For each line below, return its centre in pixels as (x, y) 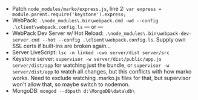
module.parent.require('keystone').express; (69, 14)
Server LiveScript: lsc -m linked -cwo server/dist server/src (91, 52)
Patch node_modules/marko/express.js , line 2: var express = (87, 9)
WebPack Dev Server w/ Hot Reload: (58, 33)
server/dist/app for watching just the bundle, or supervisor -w (91, 65)
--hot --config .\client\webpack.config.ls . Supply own (114, 39)
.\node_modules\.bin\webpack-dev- (148, 34)
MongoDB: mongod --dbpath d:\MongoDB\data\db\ (73, 91)
